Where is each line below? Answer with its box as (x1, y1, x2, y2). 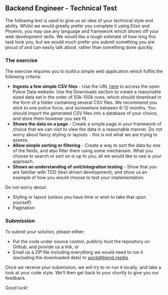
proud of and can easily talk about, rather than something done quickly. (5, 44, 154, 50)
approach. (12, 158, 34, 164)
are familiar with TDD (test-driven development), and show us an (12, 169, 147, 175)
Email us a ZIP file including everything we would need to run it (12, 249, 143, 255)
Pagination (12, 205, 35, 211)
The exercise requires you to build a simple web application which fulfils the (5, 68, 163, 75)
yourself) (12, 199, 32, 206)
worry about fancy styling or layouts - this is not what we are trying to (12, 132, 158, 138)
